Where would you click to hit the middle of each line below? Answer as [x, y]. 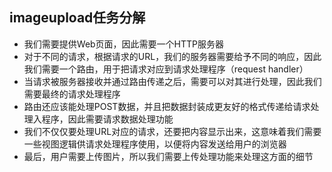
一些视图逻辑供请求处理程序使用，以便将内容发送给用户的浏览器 [155, 144]
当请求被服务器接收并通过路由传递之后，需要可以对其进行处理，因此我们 [172, 81]
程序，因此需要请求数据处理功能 [107, 119]
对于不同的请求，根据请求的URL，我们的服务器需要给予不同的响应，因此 [172, 56]
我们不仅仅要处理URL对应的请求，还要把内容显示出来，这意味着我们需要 [172, 131]
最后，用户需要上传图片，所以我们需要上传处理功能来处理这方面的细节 [168, 156]
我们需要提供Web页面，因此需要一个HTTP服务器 [124, 44]
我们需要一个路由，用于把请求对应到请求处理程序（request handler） [166, 69]
